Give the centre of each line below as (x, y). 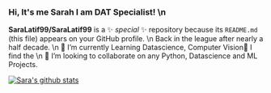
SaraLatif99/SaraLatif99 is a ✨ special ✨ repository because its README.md (133, 30)
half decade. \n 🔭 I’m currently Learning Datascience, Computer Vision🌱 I (130, 48)
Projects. (23, 65)
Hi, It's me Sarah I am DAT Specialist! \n (87, 12)
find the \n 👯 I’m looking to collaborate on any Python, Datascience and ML (133, 56)
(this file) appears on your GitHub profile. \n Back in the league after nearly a (136, 39)
